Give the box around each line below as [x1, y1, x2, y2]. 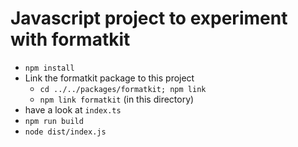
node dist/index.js [24, 127, 107, 137]
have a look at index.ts [24, 103, 122, 116]
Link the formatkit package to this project [24, 72, 195, 84]
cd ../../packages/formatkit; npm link [39, 84, 207, 94]
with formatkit [10, 28, 131, 51]
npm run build [24, 116, 84, 126]
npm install [24, 63, 75, 73]
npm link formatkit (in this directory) [39, 93, 195, 105]
